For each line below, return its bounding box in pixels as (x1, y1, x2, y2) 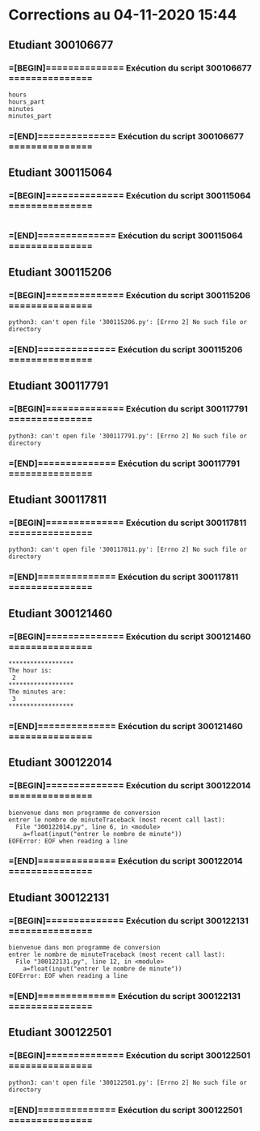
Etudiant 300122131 (8, 890, 110, 904)
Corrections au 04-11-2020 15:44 (8, 6, 237, 24)
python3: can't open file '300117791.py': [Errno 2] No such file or (8, 432, 248, 440)
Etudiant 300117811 (8, 493, 107, 507)
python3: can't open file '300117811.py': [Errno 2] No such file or (8, 545, 248, 554)
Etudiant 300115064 (8, 166, 113, 180)
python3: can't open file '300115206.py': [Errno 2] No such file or (8, 318, 248, 326)
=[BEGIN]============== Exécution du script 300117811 (8, 517, 247, 528)
